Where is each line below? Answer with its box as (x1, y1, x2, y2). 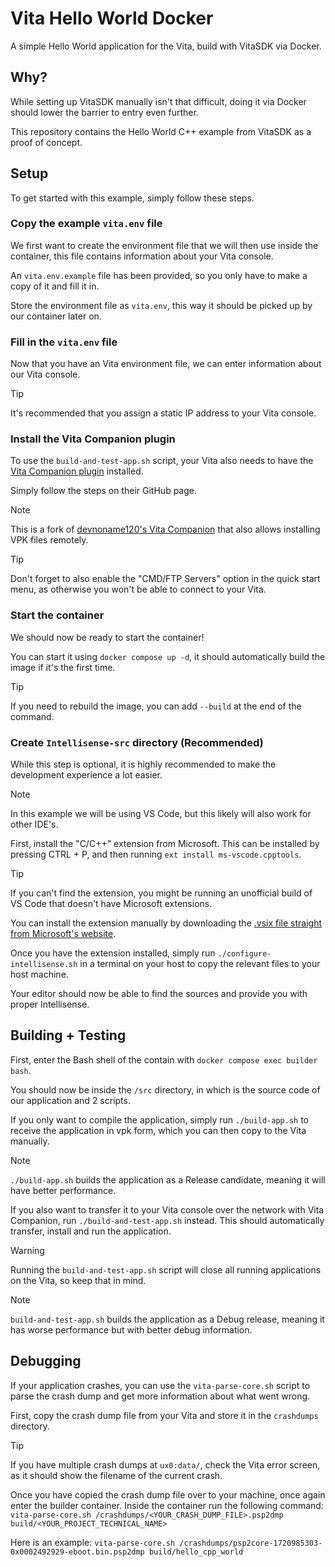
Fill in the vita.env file (10, 335, 118, 349)
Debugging (10, 1353, 82, 1370)
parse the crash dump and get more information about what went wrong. (10, 1390, 311, 1402)
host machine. (10, 968, 69, 981)
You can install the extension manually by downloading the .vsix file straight (10, 917, 323, 929)
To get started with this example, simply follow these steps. (10, 192, 255, 204)
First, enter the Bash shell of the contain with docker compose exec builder (10, 1053, 318, 1066)
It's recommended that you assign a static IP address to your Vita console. (10, 407, 317, 419)
